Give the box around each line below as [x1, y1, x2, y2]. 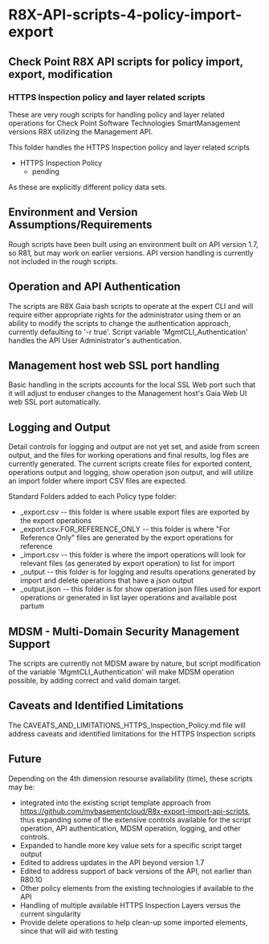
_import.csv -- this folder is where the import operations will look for [19, 550, 247, 560]
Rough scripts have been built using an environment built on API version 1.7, [8, 239, 259, 249]
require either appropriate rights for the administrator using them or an [8, 310, 242, 319]
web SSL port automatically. [8, 397, 101, 407]
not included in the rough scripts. [8, 256, 118, 266]
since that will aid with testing [19, 925, 118, 935]
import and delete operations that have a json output [19, 575, 194, 585]
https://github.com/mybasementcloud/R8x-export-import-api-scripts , [19, 806, 251, 816]
